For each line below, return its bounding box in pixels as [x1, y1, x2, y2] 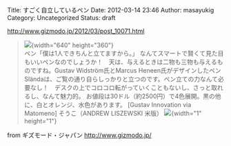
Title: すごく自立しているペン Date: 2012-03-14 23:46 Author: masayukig [7, 6, 214, 14]
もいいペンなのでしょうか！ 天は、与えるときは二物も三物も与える [23, 58, 217, 66]
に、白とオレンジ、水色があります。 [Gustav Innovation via [23, 101, 192, 108]
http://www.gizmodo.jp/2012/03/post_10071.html [7, 27, 145, 35]
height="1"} [23, 117, 57, 125]
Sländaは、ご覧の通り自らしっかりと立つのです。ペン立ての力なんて [23, 75, 219, 83]
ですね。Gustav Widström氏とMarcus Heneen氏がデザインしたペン [30, 66, 222, 74]
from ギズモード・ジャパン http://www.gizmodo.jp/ [7, 131, 152, 139]
